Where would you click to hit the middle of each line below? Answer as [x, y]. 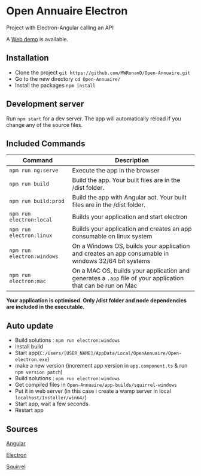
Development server [45, 104]
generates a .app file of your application [128, 278]
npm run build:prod [37, 201]
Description [132, 160]
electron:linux [31, 236]
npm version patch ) [39, 372]
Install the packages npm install [55, 85]
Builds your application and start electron [130, 217]
